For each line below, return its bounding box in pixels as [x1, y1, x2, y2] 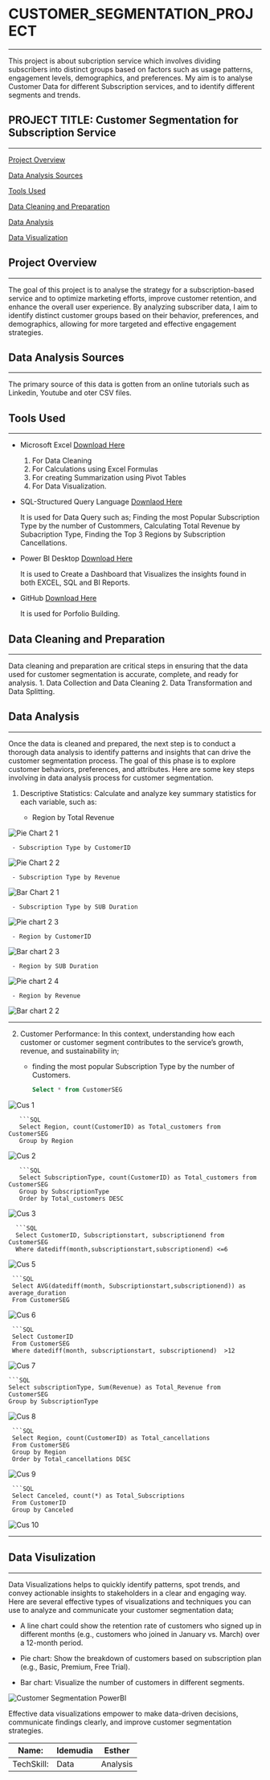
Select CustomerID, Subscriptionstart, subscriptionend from [15, 1231, 225, 1239]
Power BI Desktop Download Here [19, 553, 133, 563]
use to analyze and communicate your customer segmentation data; [8, 1605, 235, 1615]
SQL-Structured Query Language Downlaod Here [19, 497, 183, 507]
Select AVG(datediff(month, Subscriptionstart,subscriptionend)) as [11, 1282, 247, 1290]
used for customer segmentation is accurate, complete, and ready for [8, 670, 239, 679]
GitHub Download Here [19, 594, 97, 603]
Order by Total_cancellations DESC [11, 1455, 131, 1463]
